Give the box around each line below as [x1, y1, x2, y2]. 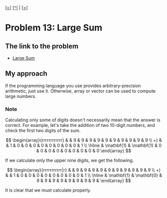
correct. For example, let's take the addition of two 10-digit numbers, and [5, 122, 156, 128]
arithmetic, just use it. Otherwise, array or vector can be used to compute [5, 88, 156, 94]
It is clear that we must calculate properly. [5, 187, 91, 194]
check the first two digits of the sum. [5, 127, 81, 134]
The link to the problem [5, 42, 79, 50]
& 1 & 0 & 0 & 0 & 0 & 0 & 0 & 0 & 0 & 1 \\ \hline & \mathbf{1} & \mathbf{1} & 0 [5, 142, 162, 149]
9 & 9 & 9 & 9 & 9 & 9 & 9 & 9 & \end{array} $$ [36, 178, 131, 184]
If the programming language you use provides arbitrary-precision [5, 83, 141, 89]
